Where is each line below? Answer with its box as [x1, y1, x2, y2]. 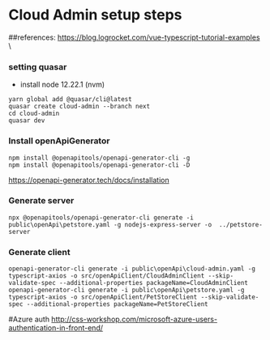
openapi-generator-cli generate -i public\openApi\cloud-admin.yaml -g [8, 265, 255, 273]
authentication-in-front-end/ [8, 323, 104, 333]
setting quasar [8, 61, 67, 72]
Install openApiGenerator [8, 135, 110, 147]
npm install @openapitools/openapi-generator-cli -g [8, 154, 191, 162]
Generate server [8, 195, 75, 206]
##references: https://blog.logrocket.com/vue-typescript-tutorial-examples [8, 32, 261, 42]
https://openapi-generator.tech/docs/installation [8, 175, 169, 185]
